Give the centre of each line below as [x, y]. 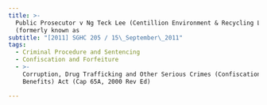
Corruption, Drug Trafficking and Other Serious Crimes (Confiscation [142, 74]
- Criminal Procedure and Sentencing [78, 52]
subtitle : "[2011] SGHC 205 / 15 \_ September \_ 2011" [95, 37]
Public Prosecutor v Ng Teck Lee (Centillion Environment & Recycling [135, 23]
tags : [17, 45]
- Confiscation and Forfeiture [67, 60]
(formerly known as [48, 30]
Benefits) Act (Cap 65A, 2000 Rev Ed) [87, 81]
